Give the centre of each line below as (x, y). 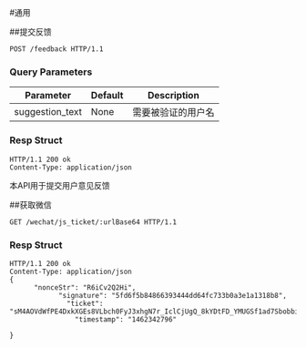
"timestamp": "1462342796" (126, 319)
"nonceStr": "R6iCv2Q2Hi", (85, 287)
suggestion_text (48, 112)
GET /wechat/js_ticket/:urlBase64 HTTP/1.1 (93, 222)
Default (107, 96)
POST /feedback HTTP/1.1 (56, 49)
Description (173, 96)
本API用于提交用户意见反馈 (60, 185)
